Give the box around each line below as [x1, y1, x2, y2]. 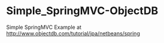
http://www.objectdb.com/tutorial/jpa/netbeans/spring [6, 29, 141, 37]
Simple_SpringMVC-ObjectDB [6, 4, 159, 18]
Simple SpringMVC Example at [6, 24, 82, 31]
